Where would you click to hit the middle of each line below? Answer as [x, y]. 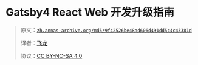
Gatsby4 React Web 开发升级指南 [90, 12]
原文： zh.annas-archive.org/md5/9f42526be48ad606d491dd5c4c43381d [106, 30]
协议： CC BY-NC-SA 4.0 [51, 55]
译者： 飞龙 [34, 43]
